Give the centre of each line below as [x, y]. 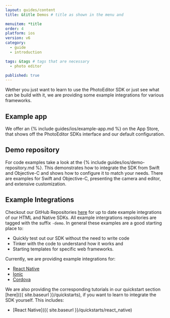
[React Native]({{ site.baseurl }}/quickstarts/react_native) [72, 310]
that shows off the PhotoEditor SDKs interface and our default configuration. [85, 134]
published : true [22, 75]
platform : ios [20, 34]
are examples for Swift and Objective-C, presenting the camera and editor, [83, 178]
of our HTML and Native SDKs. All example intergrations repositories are [81, 217]
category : [16, 43]
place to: [14, 228]
